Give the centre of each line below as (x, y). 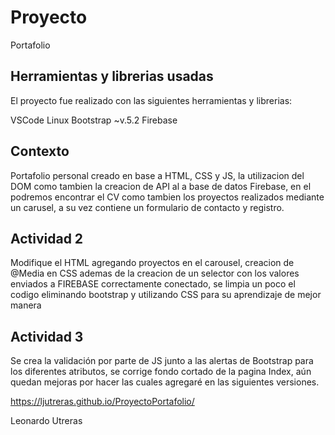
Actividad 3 (47, 336)
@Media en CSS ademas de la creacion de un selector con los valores (155, 273)
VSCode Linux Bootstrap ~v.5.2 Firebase (94, 120)
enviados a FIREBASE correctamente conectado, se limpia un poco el (153, 284)
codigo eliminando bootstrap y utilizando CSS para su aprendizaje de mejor (166, 295)
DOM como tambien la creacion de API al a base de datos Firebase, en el (161, 186)
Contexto (40, 151)
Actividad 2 (47, 238)
